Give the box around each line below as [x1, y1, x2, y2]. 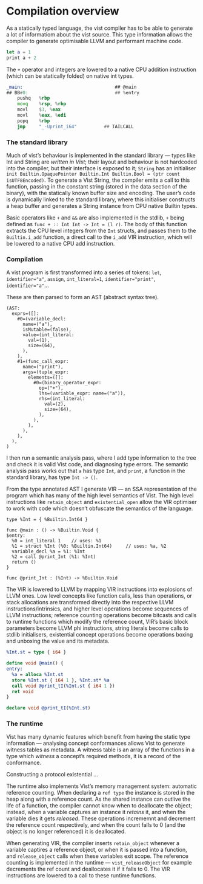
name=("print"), [22, 364, 64, 370]
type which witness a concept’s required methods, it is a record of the [6, 753, 181, 760]
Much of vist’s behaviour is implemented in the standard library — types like [6, 151, 196, 159]
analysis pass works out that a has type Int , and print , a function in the [6, 467, 185, 475]
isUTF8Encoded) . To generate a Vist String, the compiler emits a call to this [6, 176, 190, 184]
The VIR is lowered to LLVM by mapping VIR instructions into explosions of [6, 585, 193, 593]
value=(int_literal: [22, 332, 75, 338]
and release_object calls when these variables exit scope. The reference [6, 852, 189, 860]
